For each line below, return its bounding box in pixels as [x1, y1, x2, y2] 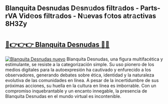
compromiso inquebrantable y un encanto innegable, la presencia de [5, 88, 147, 94]
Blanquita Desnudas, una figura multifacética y [66, 56, 163, 62]
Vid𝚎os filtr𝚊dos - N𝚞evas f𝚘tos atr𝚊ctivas [19, 12, 156, 20]
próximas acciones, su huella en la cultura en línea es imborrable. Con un [5, 82, 156, 88]
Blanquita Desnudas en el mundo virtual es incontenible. [5, 93, 121, 99]
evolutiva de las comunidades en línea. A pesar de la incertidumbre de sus [5, 77, 159, 83]
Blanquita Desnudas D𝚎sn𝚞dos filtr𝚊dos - [5, 4, 139, 12]
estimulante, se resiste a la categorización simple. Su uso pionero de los [5, 61, 154, 67]
